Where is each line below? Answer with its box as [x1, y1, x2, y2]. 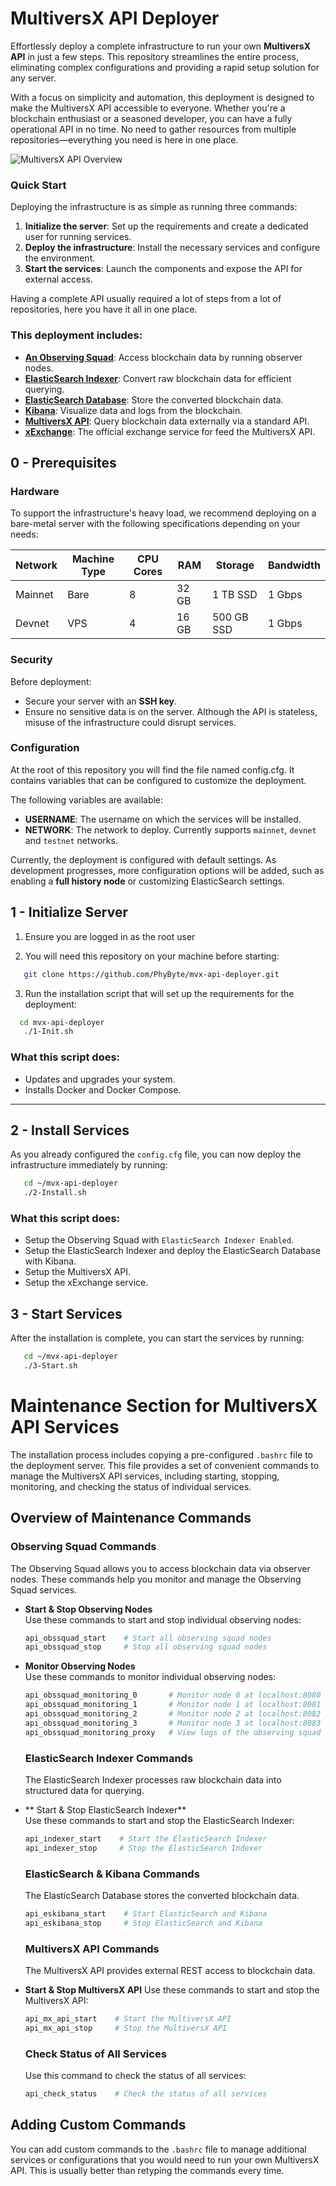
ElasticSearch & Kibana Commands [24, 1867, 200, 1881]
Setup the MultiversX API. [24, 1266, 132, 1278]
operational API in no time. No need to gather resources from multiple [10, 123, 297, 135]
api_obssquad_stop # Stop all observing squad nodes [24, 1642, 268, 1652]
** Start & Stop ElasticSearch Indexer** [24, 1804, 187, 1816]
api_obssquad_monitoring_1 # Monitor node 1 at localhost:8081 [24, 1700, 322, 1710]
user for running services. [24, 231, 132, 243]
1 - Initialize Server [10, 904, 128, 921]
